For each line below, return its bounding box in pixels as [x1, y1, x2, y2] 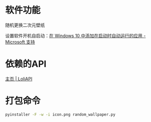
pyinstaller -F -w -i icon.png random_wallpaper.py [5, 112, 115, 117]
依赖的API [5, 58, 47, 70]
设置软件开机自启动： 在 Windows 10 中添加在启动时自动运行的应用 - [5, 32, 146, 38]
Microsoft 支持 [5, 38, 35, 45]
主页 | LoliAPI [5, 75, 33, 81]
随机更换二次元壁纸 [5, 22, 45, 28]
